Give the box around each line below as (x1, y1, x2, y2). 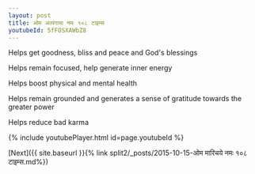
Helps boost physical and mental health (8, 78, 137, 88)
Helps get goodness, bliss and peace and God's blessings (8, 48, 198, 58)
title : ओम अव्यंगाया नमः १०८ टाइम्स (8, 19, 105, 27)
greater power (8, 102, 55, 112)
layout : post (8, 11, 51, 20)
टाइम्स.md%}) (8, 157, 49, 167)
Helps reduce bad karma (8, 118, 89, 127)
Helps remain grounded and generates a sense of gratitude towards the (8, 94, 242, 104)
